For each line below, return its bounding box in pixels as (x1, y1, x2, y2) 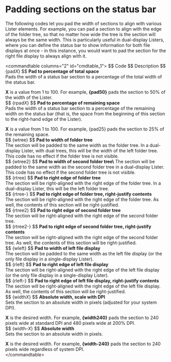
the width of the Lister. (5, 94, 53, 100)
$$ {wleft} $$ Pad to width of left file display (5, 245, 101, 251)
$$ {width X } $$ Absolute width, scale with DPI (5, 294, 106, 300)
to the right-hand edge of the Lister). (5, 116, 83, 122)
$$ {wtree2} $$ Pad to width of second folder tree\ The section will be (5, 158, 155, 164)
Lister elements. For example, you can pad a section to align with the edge (5, 25, 162, 32)
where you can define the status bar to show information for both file (5, 42, 151, 48)
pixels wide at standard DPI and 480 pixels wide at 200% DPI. (5, 320, 135, 326)
